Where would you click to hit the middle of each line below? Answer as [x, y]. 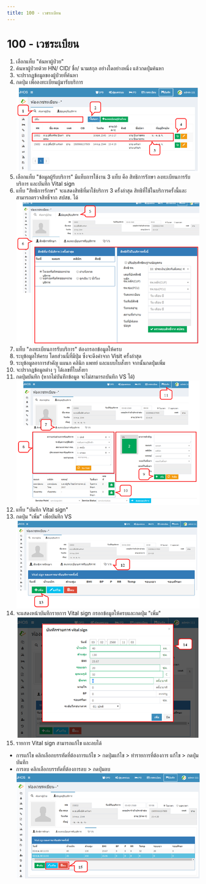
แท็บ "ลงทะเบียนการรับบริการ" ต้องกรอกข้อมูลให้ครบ [68, 349]
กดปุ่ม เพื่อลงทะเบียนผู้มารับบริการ [49, 82]
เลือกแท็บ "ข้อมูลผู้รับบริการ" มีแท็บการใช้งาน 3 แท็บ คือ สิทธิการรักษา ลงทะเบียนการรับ [103, 177]
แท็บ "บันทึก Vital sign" [42, 510]
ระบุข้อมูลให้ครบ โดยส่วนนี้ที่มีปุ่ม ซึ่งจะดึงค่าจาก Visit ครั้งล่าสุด [79, 356]
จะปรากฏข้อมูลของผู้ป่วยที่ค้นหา [47, 75]
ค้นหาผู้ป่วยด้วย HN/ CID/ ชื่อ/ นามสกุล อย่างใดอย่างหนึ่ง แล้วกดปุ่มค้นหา [90, 68]
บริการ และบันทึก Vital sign [45, 183]
